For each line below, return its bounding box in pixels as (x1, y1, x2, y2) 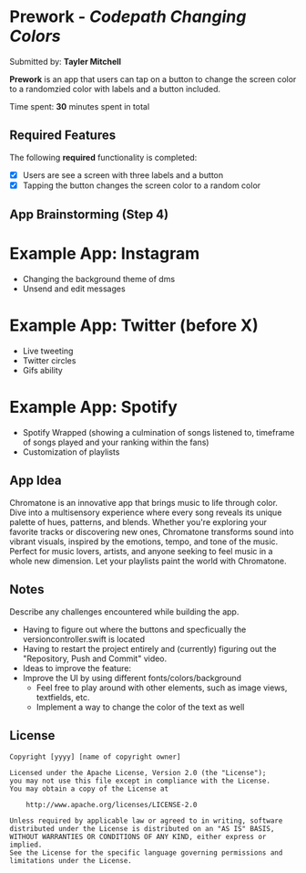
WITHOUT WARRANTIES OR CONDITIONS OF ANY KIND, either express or (9, 832, 267, 841)
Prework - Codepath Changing (9, 6, 247, 27)
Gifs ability (22, 365, 64, 376)
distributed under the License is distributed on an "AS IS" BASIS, (9, 824, 275, 833)
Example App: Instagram (9, 244, 200, 264)
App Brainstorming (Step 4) (9, 207, 169, 223)
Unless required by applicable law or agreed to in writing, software (9, 815, 283, 826)
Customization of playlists (22, 447, 120, 458)
